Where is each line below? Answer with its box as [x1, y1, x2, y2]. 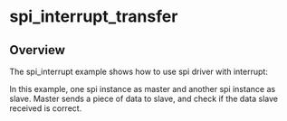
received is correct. [9, 103, 82, 114]
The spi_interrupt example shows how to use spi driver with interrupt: [9, 66, 269, 77]
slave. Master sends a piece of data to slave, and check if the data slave [9, 93, 279, 104]
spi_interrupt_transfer [9, 6, 178, 27]
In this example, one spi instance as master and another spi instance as [9, 84, 276, 94]
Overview [9, 42, 66, 58]
